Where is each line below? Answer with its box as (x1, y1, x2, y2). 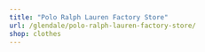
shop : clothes (9, 29, 62, 38)
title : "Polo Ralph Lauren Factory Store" (9, 12, 169, 22)
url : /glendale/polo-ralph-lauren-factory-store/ (9, 21, 197, 30)
